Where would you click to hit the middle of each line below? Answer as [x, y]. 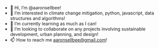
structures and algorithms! [37, 18]
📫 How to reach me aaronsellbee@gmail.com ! [58, 40]
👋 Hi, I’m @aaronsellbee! [36, 8]
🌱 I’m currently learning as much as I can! [53, 23]
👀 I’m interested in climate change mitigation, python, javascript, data [82, 13]
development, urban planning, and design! [54, 34]
